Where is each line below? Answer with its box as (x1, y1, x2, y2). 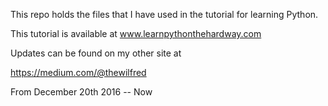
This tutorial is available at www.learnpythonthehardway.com (10, 28, 262, 39)
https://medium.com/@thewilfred (10, 67, 147, 78)
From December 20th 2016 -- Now (10, 86, 153, 98)
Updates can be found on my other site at (10, 47, 182, 59)
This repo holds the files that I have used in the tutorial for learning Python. (10, 9, 319, 20)
